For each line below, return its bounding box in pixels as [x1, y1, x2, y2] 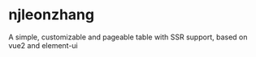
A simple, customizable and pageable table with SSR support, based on [8, 32, 248, 42]
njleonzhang [8, 6, 95, 24]
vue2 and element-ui [8, 40, 79, 50]
